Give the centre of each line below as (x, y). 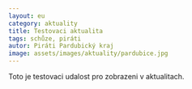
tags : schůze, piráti (45, 38)
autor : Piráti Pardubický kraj (61, 46)
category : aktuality (43, 23)
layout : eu (27, 16)
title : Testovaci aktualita (56, 31)
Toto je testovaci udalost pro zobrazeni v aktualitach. (96, 76)
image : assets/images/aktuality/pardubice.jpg (88, 53)
